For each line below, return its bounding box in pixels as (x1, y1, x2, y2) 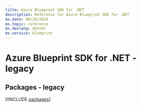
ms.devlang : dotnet (5, 26, 46, 31)
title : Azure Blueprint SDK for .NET (5, 7, 85, 13)
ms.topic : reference (5, 21, 49, 27)
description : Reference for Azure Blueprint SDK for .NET (5, 12, 129, 17)
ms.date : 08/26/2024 (5, 17, 49, 22)
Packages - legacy (5, 83, 64, 91)
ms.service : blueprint (5, 31, 53, 36)
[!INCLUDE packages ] (5, 96, 51, 102)
